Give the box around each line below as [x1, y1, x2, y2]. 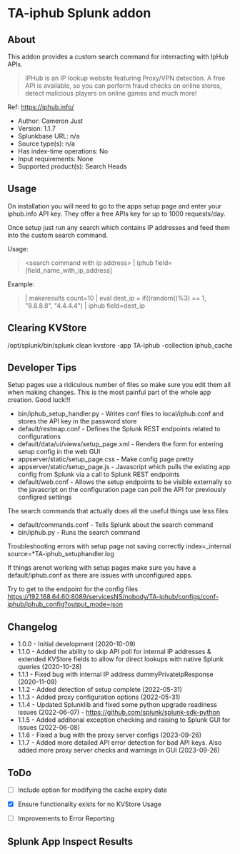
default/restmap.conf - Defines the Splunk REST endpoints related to [17, 425, 221, 433]
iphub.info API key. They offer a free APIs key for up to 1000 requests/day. [7, 209, 226, 218]
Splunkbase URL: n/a [17, 132, 80, 140]
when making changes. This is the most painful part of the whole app [7, 388, 211, 397]
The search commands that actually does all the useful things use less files [7, 507, 229, 516]
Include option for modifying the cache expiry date [17, 785, 168, 794]
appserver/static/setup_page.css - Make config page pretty [17, 455, 194, 463]
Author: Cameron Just [17, 116, 84, 125]
